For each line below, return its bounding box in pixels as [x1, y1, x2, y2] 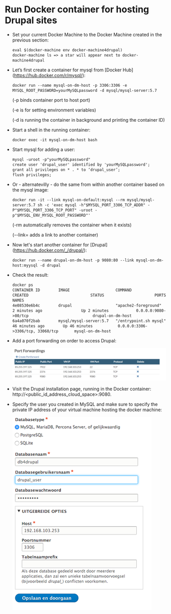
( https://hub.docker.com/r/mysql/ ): [12, 72, 85, 78]
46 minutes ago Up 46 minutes [12, 323, 93, 329]
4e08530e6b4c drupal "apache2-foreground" [12, 303, 162, 308]
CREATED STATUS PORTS [12, 293, 166, 298]
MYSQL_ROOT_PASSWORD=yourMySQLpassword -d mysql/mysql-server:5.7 [12, 88, 157, 93]
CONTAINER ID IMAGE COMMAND [12, 287, 132, 293]
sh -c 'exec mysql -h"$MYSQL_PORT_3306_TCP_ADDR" [37, 202, 146, 207]
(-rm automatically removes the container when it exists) [12, 222, 132, 228]
